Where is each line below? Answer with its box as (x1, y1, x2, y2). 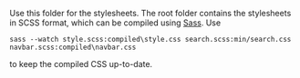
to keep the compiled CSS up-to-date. (9, 59, 153, 69)
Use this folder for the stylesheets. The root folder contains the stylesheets (9, 8, 292, 18)
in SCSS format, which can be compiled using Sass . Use (9, 17, 222, 28)
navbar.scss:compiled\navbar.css (9, 43, 137, 52)
